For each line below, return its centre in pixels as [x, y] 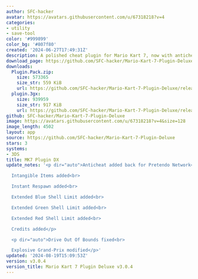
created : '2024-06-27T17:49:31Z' [47, 50]
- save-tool [21, 34]
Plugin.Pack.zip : [33, 72]
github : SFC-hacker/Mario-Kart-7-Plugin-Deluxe [66, 116]
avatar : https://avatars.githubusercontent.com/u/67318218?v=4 [85, 17]
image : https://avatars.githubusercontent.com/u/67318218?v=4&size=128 [96, 122]
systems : [17, 149]
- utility [18, 28]
